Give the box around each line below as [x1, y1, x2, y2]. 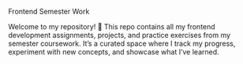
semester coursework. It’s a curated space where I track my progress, [8, 39, 236, 48]
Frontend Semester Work [8, 7, 90, 16]
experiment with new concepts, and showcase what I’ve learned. [8, 47, 219, 56]
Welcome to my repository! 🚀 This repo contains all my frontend [8, 22, 215, 31]
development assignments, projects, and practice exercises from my [8, 31, 231, 40]
